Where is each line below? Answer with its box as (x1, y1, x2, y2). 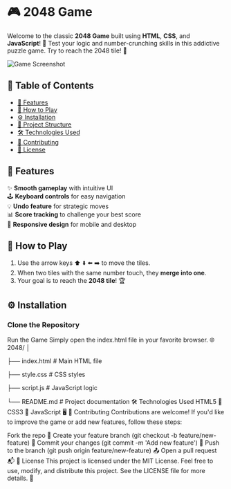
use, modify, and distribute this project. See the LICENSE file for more (7, 467, 205, 475)
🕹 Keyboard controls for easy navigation (7, 192, 126, 200)
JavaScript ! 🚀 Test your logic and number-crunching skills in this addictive (7, 39, 220, 47)
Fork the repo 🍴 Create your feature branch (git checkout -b (7, 432, 178, 440)
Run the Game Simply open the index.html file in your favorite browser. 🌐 (7, 335, 215, 344)
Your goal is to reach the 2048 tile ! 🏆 (17, 277, 126, 285)
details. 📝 (7, 474, 34, 483)
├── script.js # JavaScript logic (7, 384, 98, 392)
